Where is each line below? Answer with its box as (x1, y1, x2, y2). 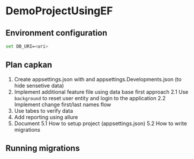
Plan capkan (5, 60, 52, 70)
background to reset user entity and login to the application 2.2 (14, 94, 166, 101)
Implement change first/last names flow (14, 101, 112, 108)
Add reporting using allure (14, 113, 78, 120)
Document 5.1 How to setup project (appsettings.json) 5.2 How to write (14, 120, 187, 127)
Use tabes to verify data (14, 107, 74, 114)
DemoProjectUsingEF (5, 4, 113, 18)
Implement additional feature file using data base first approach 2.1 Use (14, 88, 189, 96)
